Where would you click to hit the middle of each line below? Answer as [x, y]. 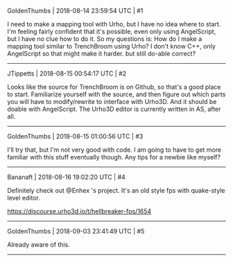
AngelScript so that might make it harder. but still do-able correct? [102, 53]
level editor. [24, 198]
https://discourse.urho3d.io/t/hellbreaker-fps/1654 [79, 211]
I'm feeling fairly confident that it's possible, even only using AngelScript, [112, 32]
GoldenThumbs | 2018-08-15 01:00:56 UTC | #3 [75, 136]
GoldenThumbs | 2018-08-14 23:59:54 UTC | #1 [75, 11]
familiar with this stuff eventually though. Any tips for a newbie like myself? [114, 157]
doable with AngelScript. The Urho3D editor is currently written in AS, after [114, 109]
